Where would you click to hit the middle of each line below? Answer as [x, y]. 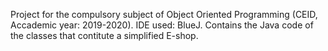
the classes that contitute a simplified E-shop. [104, 35]
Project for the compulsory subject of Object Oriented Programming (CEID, [164, 14]
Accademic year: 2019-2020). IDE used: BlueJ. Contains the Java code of [162, 25]
